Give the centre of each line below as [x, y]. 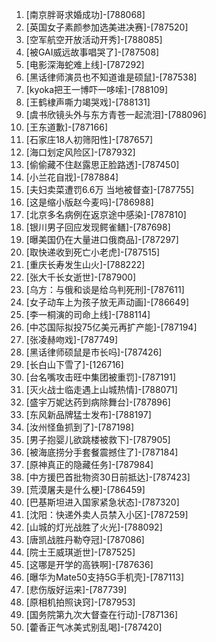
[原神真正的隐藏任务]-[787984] [89, 464]
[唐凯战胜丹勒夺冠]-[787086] [85, 539]
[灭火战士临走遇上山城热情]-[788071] [101, 389]
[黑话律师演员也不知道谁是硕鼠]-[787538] [111, 77]
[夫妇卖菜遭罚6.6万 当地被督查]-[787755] [110, 189]
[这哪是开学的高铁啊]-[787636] [89, 564]
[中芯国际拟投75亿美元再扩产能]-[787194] [111, 327]
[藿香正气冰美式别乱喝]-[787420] [94, 627]
